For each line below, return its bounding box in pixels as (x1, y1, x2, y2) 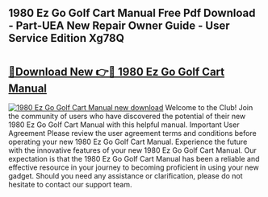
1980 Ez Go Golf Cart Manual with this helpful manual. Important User (8, 120, 240, 129)
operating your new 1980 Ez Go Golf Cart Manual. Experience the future (8, 137, 248, 146)
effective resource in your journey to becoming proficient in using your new (8, 162, 260, 172)
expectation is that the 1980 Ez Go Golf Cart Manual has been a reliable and (8, 154, 260, 163)
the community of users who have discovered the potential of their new (8, 112, 246, 121)
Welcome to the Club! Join (165, 103, 253, 112)
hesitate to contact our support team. (8, 180, 132, 189)
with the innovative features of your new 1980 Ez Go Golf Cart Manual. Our (8, 146, 257, 155)
